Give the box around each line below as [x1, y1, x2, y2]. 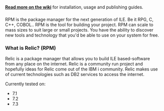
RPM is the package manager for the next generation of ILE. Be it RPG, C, [5, 16, 154, 22]
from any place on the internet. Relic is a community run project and [5, 61, 143, 67]
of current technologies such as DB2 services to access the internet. [5, 72, 144, 77]
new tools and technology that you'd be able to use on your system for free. [5, 32, 159, 38]
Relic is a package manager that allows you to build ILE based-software [5, 56, 150, 62]
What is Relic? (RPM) [5, 44, 56, 51]
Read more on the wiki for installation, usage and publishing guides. [5, 4, 144, 10]
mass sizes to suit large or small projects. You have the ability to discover [5, 27, 154, 33]
